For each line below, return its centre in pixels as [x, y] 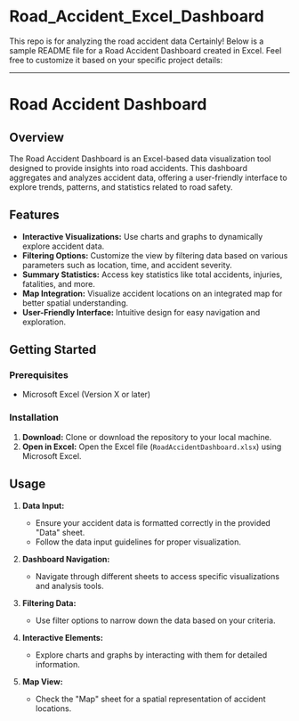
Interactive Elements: [63, 637]
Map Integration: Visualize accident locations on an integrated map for [152, 293]
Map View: [43, 681]
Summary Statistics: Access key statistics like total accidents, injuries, [152, 274]
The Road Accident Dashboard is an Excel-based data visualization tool [140, 159]
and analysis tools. [69, 586]
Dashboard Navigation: [66, 559]
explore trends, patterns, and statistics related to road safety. [121, 187]
